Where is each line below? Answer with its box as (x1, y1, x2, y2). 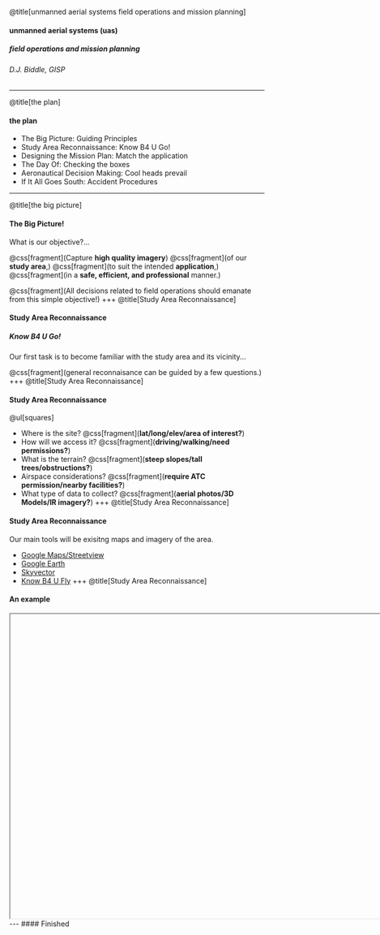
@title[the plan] (9, 97, 61, 107)
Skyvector (20, 567, 56, 577)
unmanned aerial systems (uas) (9, 25, 118, 35)
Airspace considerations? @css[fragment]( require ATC (20, 472, 206, 481)
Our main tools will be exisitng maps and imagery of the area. (9, 534, 214, 544)
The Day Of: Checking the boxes (20, 160, 130, 170)
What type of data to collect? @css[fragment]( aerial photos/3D (20, 489, 234, 498)
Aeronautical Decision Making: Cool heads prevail (20, 168, 187, 178)
